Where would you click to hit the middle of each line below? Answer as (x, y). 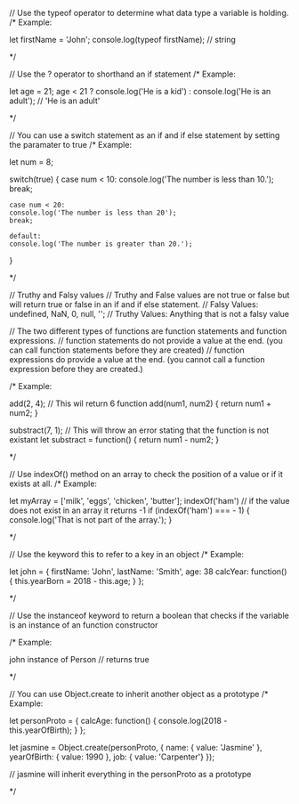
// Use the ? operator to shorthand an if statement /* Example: (122, 74)
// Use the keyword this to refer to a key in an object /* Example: (127, 554)
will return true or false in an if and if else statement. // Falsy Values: (134, 305)
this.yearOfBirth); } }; (48, 730)
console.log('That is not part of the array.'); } (91, 520)
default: (25, 236)
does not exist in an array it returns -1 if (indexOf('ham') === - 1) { (130, 510)
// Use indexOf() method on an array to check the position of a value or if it (146, 474)
